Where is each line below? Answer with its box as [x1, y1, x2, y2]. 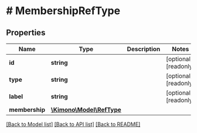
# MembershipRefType [6, 4, 121, 18]
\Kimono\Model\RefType [50, 106, 121, 114]
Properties [6, 28, 46, 38]
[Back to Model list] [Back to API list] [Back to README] [6, 121, 141, 128]
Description [127, 45, 161, 53]
